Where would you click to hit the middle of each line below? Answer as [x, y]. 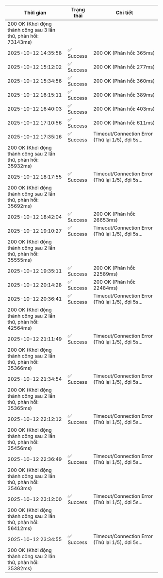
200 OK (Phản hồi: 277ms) [124, 67]
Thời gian [35, 13]
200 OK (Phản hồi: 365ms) [124, 53]
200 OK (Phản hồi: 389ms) [124, 95]
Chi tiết [124, 13]
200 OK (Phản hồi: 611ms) [124, 123]
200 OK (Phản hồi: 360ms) [124, 81]
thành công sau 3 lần [32, 30]
